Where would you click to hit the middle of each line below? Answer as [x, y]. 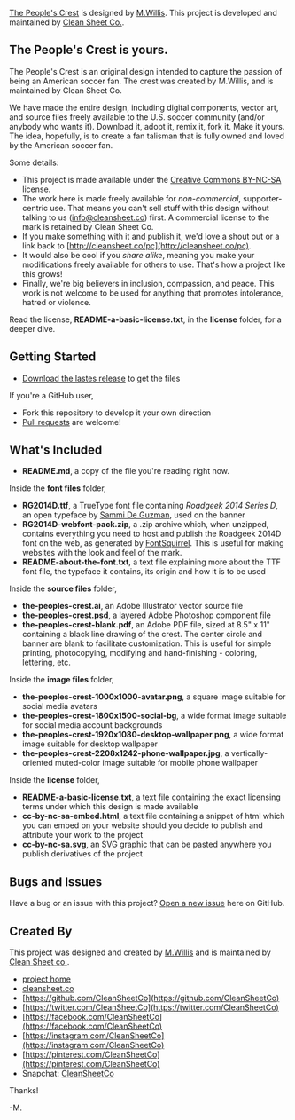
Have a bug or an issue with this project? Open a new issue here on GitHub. [147, 903]
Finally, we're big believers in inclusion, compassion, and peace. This [148, 283]
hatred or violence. [56, 302]
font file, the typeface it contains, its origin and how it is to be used [144, 572]
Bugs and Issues [56, 882]
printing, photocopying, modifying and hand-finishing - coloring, [140, 653]
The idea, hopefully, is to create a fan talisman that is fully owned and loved [147, 136]
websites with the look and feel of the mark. [102, 553]
